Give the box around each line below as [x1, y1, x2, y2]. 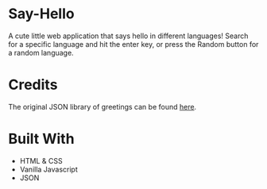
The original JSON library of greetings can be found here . [8, 102, 197, 111]
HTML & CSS [19, 156, 63, 165]
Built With [8, 130, 75, 148]
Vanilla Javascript [19, 164, 78, 174]
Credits [8, 76, 58, 94]
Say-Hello [8, 5, 75, 23]
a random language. [8, 48, 74, 57]
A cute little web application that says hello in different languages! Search [8, 31, 249, 40]
